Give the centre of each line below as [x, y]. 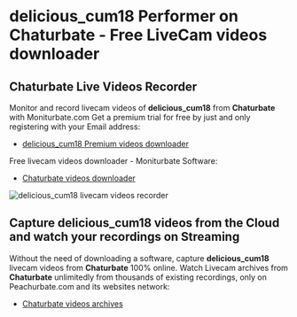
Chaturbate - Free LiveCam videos [138, 35]
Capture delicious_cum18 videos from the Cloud [145, 223]
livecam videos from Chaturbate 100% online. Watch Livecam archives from [148, 267]
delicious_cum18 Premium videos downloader [105, 144]
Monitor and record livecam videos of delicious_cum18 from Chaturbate [142, 108]
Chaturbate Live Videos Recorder [103, 86]
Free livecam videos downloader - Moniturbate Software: [113, 161]
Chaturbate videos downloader [78, 178]
